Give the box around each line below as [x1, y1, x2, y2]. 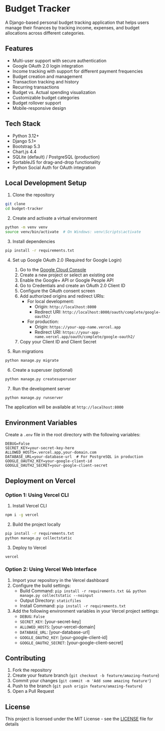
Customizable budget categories [12, 94, 80, 100]
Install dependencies [12, 238, 56, 244]
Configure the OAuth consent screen [19, 288, 95, 294]
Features [5, 44, 33, 53]
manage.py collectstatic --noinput [19, 593, 93, 598]
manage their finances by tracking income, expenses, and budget [5, 24, 140, 30]
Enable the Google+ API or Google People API [19, 277, 114, 283]
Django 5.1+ [12, 138, 37, 144]
